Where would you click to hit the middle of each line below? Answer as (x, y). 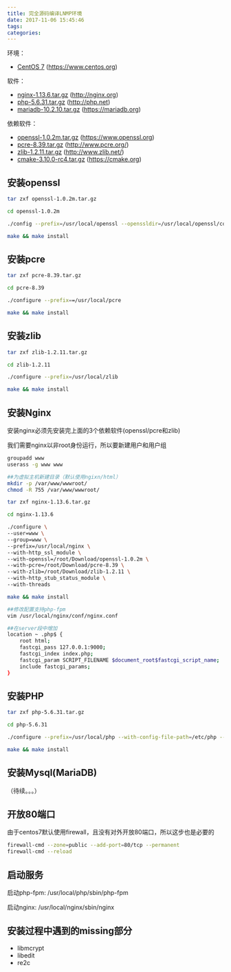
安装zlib (24, 336)
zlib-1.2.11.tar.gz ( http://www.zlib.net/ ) (70, 152)
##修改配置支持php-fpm (36, 609)
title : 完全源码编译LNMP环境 (45, 13)
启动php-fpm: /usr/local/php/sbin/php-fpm (68, 893)
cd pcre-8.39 (26, 288)
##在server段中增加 (32, 628)
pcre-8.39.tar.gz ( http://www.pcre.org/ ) (73, 144)
